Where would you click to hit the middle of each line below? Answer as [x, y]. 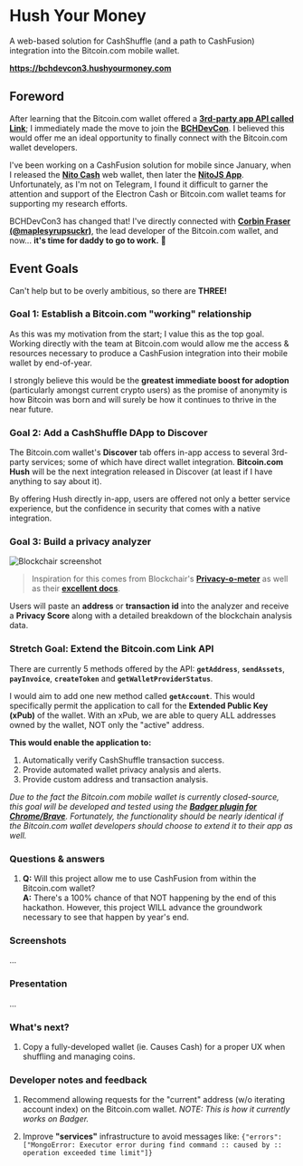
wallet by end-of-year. [51, 363]
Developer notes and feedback [78, 1080]
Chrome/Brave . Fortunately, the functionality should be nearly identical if [147, 816]
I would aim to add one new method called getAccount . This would [133, 695]
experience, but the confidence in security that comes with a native [135, 509]
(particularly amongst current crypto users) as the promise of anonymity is [148, 390]
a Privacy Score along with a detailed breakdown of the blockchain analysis [151, 616]
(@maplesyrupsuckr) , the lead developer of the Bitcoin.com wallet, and [144, 230]
